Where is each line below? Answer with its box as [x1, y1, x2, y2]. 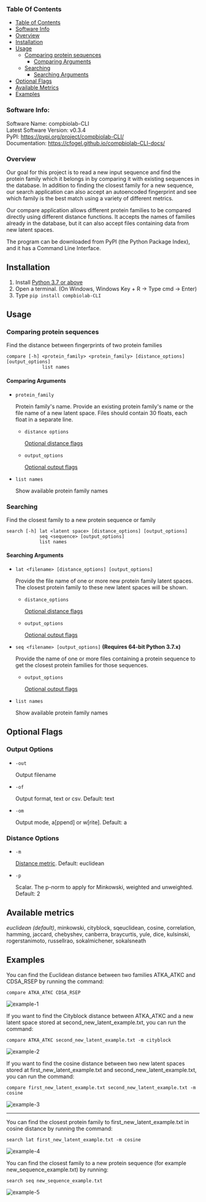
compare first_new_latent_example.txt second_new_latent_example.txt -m [6, 1084, 196, 1090]
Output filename [15, 771, 56, 778]
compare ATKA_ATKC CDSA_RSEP [6, 989, 81, 995]
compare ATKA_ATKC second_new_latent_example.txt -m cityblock [6, 1037, 172, 1043]
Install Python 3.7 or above [15, 278, 83, 286]
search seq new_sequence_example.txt [6, 1177, 103, 1184]
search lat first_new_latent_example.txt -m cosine [6, 1136, 141, 1143]
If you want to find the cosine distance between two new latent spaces [6, 1060, 185, 1067]
